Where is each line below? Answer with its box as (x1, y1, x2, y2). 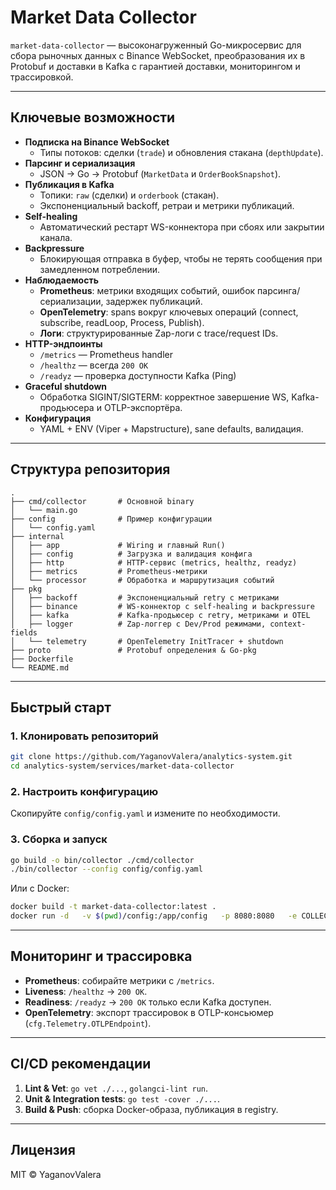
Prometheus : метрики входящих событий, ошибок (39, 284, 256, 296)
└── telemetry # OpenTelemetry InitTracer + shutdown (28, 636, 284, 646)
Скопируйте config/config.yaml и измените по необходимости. (10, 807, 281, 820)
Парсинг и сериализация (24, 157, 136, 169)
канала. (39, 231, 73, 243)
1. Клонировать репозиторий (10, 729, 159, 743)
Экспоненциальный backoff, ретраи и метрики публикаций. (39, 199, 295, 211)
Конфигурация (24, 412, 92, 424)
